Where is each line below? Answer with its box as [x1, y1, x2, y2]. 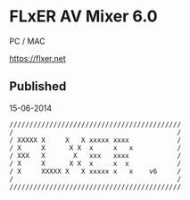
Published [9, 79, 67, 95]
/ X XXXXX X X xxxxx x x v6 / [9, 167, 181, 176]
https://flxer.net [9, 53, 67, 63]
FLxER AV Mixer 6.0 [9, 6, 158, 27]
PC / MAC [9, 36, 46, 46]
